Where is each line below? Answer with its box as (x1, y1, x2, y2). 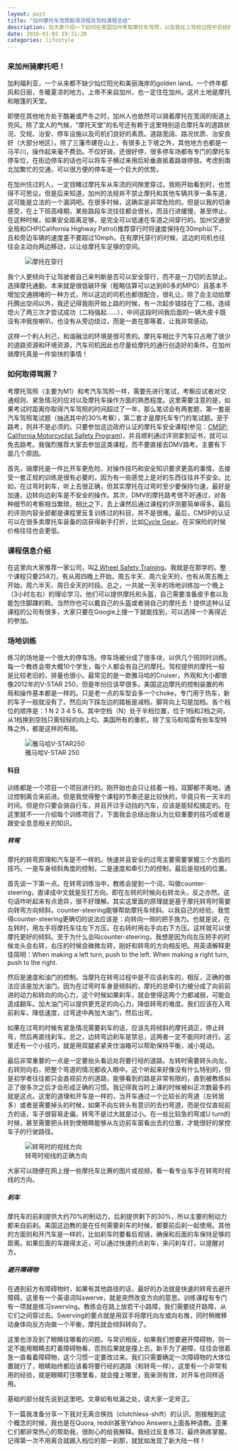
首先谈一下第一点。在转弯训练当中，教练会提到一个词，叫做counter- (7, 879, 207, 888)
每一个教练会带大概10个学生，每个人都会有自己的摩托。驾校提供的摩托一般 (7, 662, 225, 671)
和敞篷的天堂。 (7, 97, 51, 105)
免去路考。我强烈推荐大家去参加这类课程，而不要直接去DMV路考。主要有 (7, 440, 221, 448)
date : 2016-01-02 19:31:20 (7, 30, 87, 38)
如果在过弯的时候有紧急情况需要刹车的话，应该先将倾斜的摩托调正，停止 (7, 1023, 218, 1032)
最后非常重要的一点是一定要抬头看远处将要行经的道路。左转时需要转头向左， (7, 1056, 231, 1065)
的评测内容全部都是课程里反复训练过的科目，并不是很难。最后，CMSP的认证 (7, 509, 230, 517)
